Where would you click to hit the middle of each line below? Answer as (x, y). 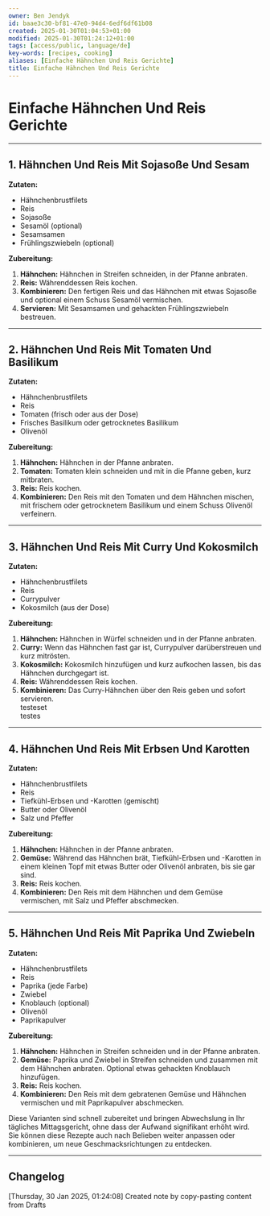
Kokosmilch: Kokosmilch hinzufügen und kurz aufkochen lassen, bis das (141, 665)
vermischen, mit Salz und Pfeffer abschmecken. (99, 900)
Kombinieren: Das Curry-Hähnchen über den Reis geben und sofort (133, 691)
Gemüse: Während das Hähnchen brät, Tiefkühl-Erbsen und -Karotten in (140, 857)
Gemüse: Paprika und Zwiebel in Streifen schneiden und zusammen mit (139, 1060)
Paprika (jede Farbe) (54, 986)
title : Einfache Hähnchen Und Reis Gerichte (84, 68)
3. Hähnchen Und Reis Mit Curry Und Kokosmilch (133, 547)
